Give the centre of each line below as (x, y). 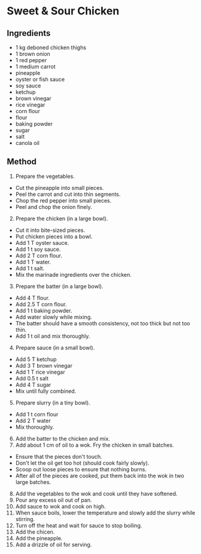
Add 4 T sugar (33, 385)
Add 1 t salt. (30, 268)
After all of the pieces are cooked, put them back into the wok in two (100, 476)
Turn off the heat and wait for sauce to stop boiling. (79, 525)
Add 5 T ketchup (36, 359)
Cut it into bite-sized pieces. (50, 230)
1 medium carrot (35, 66)
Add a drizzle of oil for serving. (54, 544)
